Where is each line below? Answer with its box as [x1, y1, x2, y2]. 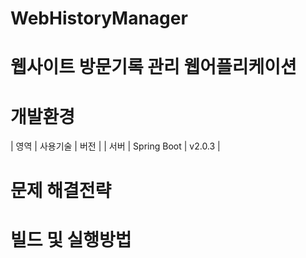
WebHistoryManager [10, 7, 188, 30]
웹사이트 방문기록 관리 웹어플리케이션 [10, 56, 297, 79]
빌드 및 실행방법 [10, 228, 132, 251]
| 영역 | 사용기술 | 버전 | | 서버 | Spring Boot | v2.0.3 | [10, 140, 221, 152]
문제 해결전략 [10, 179, 112, 202]
